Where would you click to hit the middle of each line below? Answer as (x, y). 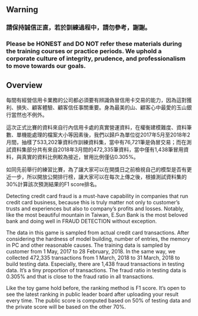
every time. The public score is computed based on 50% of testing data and (99, 301)
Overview (24, 85)
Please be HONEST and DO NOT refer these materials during (94, 44)
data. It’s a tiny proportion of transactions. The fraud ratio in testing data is (96, 271)
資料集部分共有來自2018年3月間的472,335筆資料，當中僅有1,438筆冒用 (97, 149)
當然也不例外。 (29, 115)
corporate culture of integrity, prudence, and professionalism (96, 58)
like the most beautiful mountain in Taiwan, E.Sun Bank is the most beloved (97, 215)
